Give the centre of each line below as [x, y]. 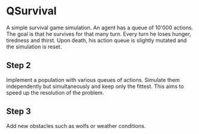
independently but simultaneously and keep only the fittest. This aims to [95, 86]
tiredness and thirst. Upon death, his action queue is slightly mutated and [97, 40]
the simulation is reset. [34, 47]
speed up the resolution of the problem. [55, 92]
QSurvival [31, 11]
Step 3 [19, 112]
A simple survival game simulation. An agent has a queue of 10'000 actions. [100, 28]
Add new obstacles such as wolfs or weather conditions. [76, 126]
